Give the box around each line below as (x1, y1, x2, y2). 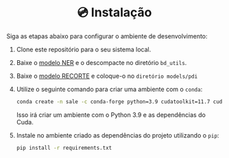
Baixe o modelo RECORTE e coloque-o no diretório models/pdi (16, 72, 198, 80)
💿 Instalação (77, 5, 152, 21)
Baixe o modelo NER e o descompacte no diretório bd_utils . (16, 58, 187, 66)
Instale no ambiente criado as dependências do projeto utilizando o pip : (16, 131, 219, 140)
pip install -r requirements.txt (16, 144, 112, 151)
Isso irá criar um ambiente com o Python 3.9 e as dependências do (16, 110, 206, 119)
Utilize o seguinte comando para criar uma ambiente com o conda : (16, 85, 203, 93)
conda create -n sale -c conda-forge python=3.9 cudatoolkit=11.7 (16, 98, 210, 105)
